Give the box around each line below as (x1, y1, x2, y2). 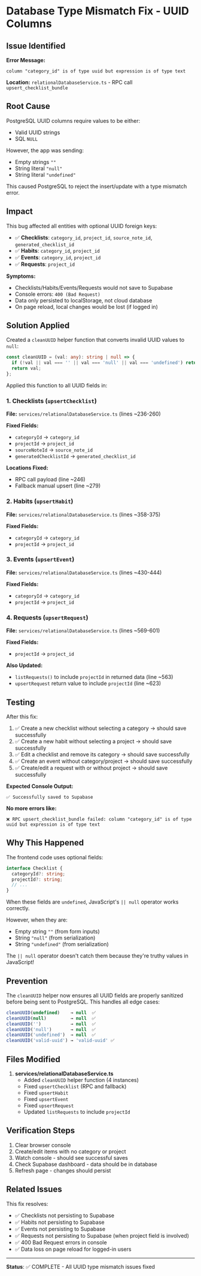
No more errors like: (6, 804, 57, 812)
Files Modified (6, 1054, 61, 1064)
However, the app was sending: (6, 147, 84, 154)
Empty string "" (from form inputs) (14, 928, 100, 935)
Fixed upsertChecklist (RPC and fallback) (23, 1083, 127, 1090)
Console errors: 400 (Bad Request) (14, 290, 100, 298)
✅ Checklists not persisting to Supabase (14, 1211, 115, 1219)
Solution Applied (6, 320, 70, 331)
